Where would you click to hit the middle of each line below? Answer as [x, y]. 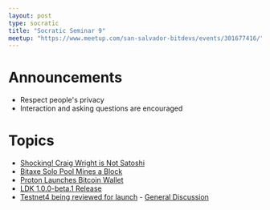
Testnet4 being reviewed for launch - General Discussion [114, 197]
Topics [31, 141]
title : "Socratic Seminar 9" [57, 30]
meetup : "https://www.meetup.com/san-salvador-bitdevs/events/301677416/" [136, 38]
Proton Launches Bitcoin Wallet [72, 180]
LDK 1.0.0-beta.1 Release [61, 188]
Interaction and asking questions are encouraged [101, 108]
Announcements [65, 78]
